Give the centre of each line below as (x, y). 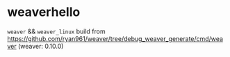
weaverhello (44, 12)
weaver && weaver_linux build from (56, 31)
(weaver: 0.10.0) (41, 46)
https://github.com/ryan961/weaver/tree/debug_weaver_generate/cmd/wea (115, 38)
